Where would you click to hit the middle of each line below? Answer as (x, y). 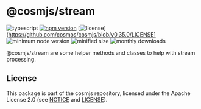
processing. (21, 59)
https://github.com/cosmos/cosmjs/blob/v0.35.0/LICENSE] (82, 34)
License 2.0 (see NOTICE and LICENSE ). (57, 99)
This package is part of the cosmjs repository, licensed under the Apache (98, 93)
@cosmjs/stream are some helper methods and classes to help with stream (101, 52)
